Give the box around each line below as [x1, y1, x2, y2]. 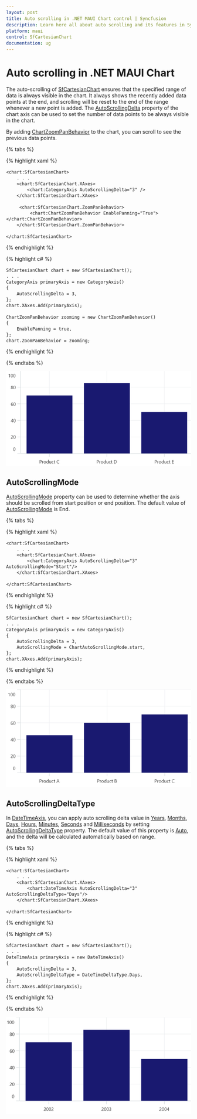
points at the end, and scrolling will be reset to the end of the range [6, 98, 168, 105]
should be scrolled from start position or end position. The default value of [6, 499, 186, 506]
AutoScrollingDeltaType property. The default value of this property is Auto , [6, 827, 189, 834]
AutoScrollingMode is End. [6, 505, 70, 512]
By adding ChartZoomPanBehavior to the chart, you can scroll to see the [6, 128, 181, 135]
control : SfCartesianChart [6, 34, 72, 40]
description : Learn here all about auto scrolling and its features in [6, 22, 185, 28]
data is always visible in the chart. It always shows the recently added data [6, 91, 186, 99]
